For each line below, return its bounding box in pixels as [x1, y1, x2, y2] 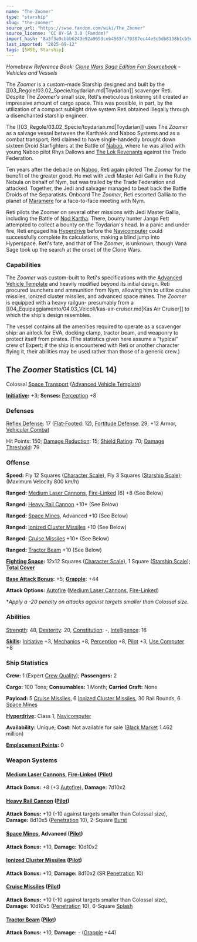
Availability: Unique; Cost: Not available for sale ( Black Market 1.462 [6, 724, 173, 731]
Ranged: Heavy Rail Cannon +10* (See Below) [6, 501, 118, 508]
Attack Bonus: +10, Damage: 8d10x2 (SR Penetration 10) [6, 870, 144, 877]
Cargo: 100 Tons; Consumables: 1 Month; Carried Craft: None [6, 683, 158, 691]
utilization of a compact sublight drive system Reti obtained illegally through [6, 105, 189, 112]
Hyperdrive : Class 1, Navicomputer [6, 713, 91, 720]
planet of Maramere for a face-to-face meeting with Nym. [6, 197, 145, 204]
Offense [6, 459, 30, 467]
